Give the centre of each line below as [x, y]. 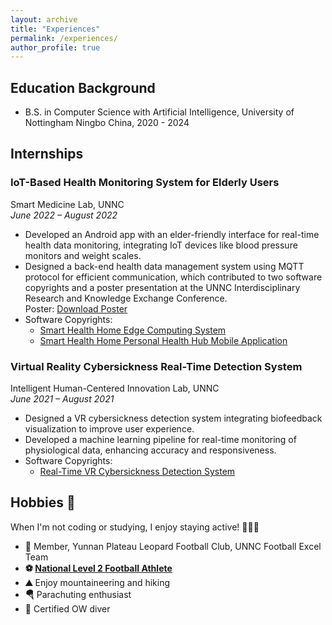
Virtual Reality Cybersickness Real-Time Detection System [156, 366]
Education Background [83, 87]
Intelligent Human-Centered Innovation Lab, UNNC [115, 388]
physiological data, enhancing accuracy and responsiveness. [150, 450]
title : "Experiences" [55, 29]
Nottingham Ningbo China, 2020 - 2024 [107, 123]
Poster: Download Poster [76, 308]
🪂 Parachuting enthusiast [78, 594]
